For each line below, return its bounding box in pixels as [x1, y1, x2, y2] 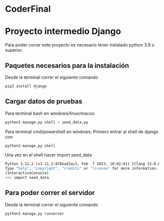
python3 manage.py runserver [5, 211, 64, 216]
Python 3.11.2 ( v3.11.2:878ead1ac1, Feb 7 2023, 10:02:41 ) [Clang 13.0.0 [5, 161, 161, 167]
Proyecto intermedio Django [5, 26, 121, 37]
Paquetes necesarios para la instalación [5, 61, 129, 69]
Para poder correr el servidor [5, 189, 95, 197]
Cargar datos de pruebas [5, 97, 82, 106]
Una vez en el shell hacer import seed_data [5, 152, 92, 158]
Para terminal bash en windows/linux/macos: [5, 110, 96, 116]
